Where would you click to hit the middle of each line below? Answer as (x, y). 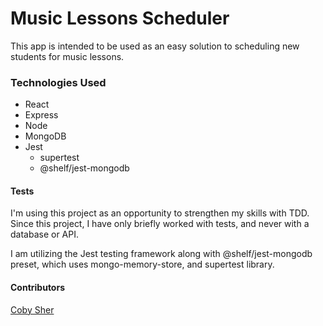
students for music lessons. (67, 56)
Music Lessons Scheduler (120, 18)
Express (41, 115)
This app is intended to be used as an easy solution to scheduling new (155, 46)
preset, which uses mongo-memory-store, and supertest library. (142, 264)
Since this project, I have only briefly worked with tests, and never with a (160, 224)
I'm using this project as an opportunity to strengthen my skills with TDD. (160, 213)
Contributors (38, 288)
